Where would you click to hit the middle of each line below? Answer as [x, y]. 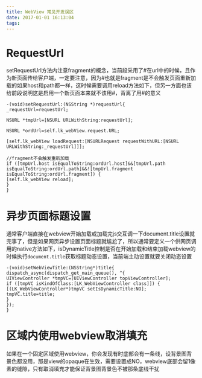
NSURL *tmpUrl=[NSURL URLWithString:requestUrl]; [70, 120]
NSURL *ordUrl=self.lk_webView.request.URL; [63, 131]
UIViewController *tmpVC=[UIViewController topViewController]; [89, 278]
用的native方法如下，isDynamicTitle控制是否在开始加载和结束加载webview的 [101, 249]
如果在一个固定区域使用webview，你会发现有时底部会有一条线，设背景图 [96, 354]
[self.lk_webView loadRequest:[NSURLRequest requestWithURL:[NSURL [93, 142]
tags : [13, 23]
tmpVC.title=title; [31, 294]
